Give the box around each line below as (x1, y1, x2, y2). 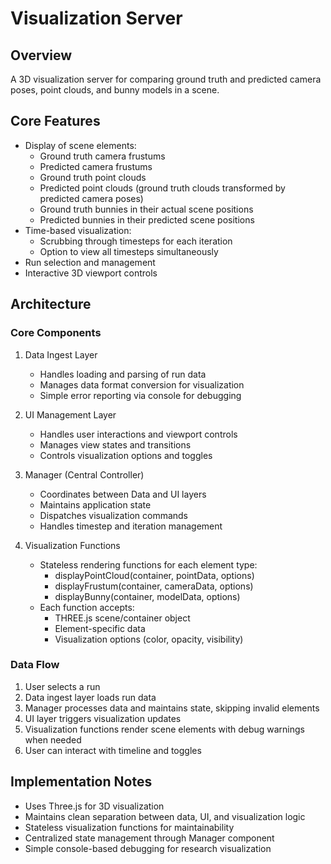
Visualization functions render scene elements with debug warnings (24, 723, 306, 735)
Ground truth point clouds (39, 171, 147, 183)
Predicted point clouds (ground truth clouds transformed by (39, 182, 286, 194)
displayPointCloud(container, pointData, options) (54, 569, 255, 581)
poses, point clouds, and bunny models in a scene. (10, 84, 220, 96)
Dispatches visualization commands (39, 509, 189, 521)
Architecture (10, 296, 92, 313)
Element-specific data (54, 622, 146, 634)
